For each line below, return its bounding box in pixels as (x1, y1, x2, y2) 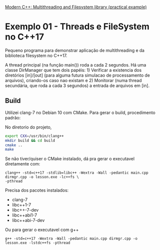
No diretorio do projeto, (5, 124, 52, 130)
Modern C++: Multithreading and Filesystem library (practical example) (5, 4, 147, 10)
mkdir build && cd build (5, 138, 55, 143)
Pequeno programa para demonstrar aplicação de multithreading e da (5, 47, 144, 53)
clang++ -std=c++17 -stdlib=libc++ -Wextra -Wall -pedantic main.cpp (5, 170, 149, 175)
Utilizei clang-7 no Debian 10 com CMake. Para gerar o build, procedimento (5, 109, 156, 116)
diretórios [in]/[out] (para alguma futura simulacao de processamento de (5, 72, 150, 78)
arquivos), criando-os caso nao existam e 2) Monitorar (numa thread (5, 77, 142, 83)
